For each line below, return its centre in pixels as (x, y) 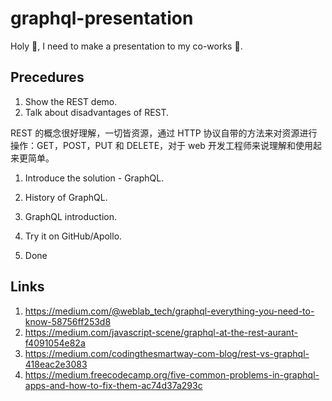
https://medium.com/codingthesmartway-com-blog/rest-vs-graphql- (167, 353)
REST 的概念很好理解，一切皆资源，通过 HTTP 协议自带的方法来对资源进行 (164, 133)
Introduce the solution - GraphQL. (94, 178)
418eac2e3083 (56, 364)
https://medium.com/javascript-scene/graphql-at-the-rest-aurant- (161, 332)
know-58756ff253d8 (68, 321)
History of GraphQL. (66, 197)
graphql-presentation (102, 18)
